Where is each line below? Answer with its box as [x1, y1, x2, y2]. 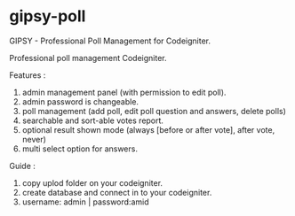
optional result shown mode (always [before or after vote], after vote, [21, 124, 275, 135]
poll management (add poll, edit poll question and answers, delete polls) [21, 105, 287, 116]
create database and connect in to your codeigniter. [21, 187, 212, 197]
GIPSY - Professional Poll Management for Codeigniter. [9, 35, 211, 46]
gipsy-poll [9, 6, 86, 27]
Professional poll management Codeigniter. [9, 52, 167, 63]
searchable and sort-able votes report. [21, 115, 164, 126]
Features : [9, 69, 46, 81]
